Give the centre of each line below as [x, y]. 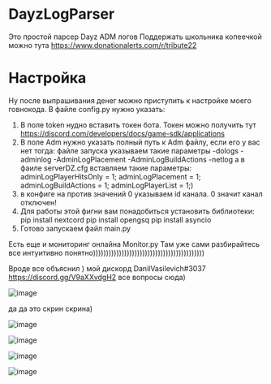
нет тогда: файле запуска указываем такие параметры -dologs [129, 150]
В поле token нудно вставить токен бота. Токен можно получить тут [138, 125]
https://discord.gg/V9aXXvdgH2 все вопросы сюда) [97, 277]
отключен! [38, 202]
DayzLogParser [62, 14]
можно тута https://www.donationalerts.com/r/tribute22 [103, 45]
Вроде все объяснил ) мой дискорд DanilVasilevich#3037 [107, 268]
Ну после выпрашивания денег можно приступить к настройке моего [130, 100]
